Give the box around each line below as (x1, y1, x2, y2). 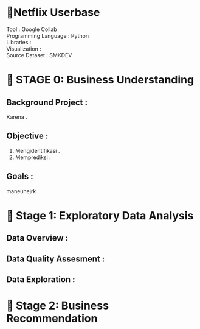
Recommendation (6, 312, 98, 325)
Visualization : (6, 45, 41, 52)
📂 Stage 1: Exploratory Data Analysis (6, 208, 194, 222)
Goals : (6, 171, 33, 182)
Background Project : (6, 97, 88, 107)
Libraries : (6, 38, 32, 46)
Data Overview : (6, 233, 69, 243)
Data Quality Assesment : (6, 253, 105, 264)
